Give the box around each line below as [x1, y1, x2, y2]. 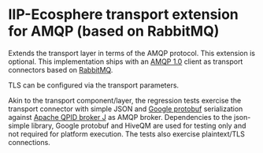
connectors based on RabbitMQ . [8, 65, 113, 74]
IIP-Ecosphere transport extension [8, 6, 239, 24]
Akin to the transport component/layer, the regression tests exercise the [8, 95, 242, 105]
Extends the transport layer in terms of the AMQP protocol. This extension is [8, 48, 256, 58]
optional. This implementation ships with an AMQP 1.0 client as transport [8, 57, 243, 66]
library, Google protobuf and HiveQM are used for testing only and [31, 121, 246, 130]
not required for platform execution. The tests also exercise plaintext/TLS [8, 129, 246, 139]
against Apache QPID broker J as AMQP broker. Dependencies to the [8, 112, 232, 121]
